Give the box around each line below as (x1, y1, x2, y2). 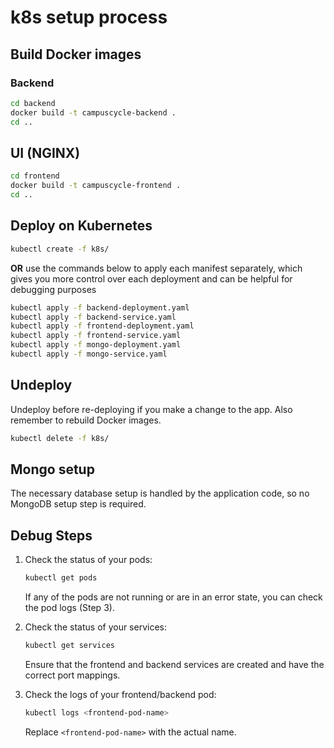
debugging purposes (10, 283, 97, 295)
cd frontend (10, 171, 60, 181)
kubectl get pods (24, 573, 98, 583)
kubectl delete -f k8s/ (10, 433, 110, 443)
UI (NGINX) (10, 144, 81, 161)
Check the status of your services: (24, 621, 167, 633)
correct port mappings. (24, 669, 121, 681)
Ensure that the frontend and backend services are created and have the (24, 658, 325, 670)
